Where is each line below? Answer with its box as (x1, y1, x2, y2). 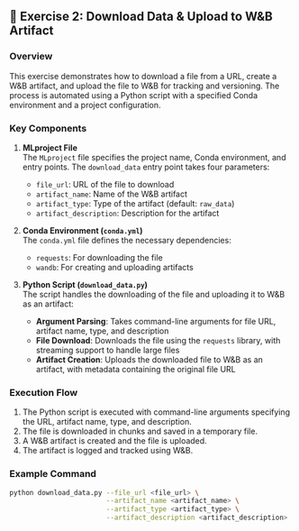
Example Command (9, 468, 97, 481)
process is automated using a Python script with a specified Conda (9, 89, 258, 100)
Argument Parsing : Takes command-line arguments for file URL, (35, 316, 276, 326)
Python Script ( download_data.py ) (22, 279, 149, 289)
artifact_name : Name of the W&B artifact (35, 188, 187, 199)
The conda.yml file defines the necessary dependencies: (22, 234, 231, 245)
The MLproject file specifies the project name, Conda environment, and (22, 151, 286, 162)
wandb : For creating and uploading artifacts (35, 261, 194, 272)
